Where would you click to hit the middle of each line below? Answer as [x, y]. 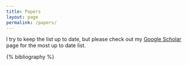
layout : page [22, 17]
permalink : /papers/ [32, 22]
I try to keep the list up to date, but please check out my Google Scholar [94, 39]
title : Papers [24, 11]
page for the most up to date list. [46, 45]
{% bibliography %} [30, 57]
